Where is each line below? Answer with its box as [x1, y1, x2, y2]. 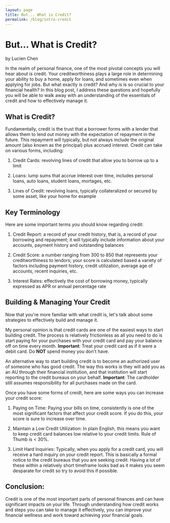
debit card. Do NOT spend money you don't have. [5, 348, 109, 354]
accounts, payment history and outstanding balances [12, 242, 124, 248]
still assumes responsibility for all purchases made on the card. [5, 379, 137, 386]
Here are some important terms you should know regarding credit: [5, 221, 144, 227]
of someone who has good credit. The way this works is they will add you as [5, 364, 165, 370]
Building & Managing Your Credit [5, 298, 111, 307]
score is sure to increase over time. [12, 415, 86, 421]
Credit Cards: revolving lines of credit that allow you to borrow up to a [12, 157, 158, 164]
